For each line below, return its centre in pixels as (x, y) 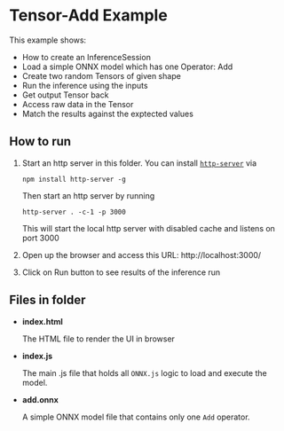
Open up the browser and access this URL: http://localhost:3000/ (142, 255)
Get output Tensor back (65, 95)
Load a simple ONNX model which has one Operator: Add (127, 67)
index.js (37, 356)
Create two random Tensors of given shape (102, 75)
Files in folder (47, 300)
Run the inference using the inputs (85, 85)
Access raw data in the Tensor (78, 104)
